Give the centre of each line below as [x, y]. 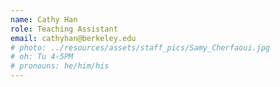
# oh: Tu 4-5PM [42, 57]
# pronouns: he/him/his [60, 66]
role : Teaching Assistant [64, 29]
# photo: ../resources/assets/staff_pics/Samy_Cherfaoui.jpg [140, 47]
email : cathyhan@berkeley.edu [73, 38]
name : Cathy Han [44, 19]
